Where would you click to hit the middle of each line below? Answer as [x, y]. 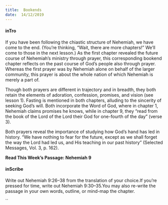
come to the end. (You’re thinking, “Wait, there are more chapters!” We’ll [80, 47]
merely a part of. [23, 79]
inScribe [14, 169]
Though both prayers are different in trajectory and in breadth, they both [80, 90]
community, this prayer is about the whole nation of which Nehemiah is [79, 74]
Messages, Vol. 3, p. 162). [32, 148]
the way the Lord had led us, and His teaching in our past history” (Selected [84, 142]
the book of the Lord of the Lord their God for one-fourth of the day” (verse [84, 116]
